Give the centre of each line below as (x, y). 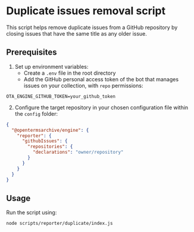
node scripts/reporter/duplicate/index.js (60, 224)
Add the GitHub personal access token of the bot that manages (101, 79)
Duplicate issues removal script (86, 11)
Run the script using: (32, 212)
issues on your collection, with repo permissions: (83, 85)
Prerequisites (32, 53)
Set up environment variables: (51, 66)
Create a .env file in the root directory (70, 73)
